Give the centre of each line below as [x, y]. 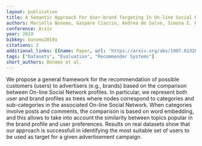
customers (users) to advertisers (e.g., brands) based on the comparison [96, 85]
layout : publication [32, 12]
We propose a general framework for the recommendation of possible [93, 79]
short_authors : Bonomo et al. [44, 62]
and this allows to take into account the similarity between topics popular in [99, 117]
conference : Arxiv [29, 29]
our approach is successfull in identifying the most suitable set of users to [98, 130]
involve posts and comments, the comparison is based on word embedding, [100, 111]
